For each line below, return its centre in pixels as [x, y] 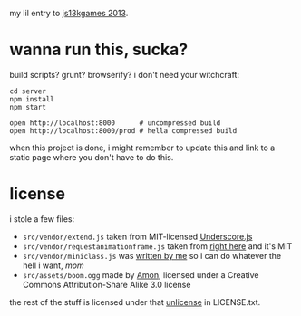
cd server [28, 91]
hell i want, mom [53, 265]
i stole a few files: [42, 219]
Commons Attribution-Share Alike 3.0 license [107, 284]
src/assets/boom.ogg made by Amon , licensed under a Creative [141, 274]
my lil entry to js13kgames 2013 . [69, 13]
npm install [32, 99]
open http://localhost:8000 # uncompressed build [115, 123]
